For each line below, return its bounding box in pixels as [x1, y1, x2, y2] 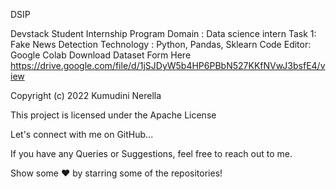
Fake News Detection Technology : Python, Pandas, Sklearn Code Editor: [10, 39, 312, 50]
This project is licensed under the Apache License [10, 109, 217, 121]
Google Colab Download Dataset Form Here [10, 49, 192, 61]
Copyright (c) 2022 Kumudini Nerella [10, 90, 162, 101]
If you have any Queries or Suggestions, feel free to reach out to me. [10, 148, 293, 159]
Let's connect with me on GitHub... [10, 129, 154, 140]
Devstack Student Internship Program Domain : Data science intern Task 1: [10, 28, 317, 39]
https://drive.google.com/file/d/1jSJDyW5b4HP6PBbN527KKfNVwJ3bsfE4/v [10, 60, 326, 71]
